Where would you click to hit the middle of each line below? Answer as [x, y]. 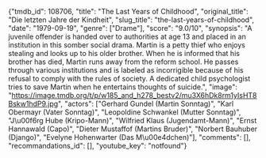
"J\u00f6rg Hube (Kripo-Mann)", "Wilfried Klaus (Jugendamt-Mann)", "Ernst [133, 120]
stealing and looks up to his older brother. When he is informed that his [124, 53]
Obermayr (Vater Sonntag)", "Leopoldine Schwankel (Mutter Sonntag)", [125, 112]
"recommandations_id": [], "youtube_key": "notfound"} [98, 146]
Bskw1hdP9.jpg [33, 103]
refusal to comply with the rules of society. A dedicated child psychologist [129, 79]
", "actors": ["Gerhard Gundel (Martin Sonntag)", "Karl [146, 103]
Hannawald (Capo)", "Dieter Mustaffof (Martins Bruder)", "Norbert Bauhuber [133, 129]
